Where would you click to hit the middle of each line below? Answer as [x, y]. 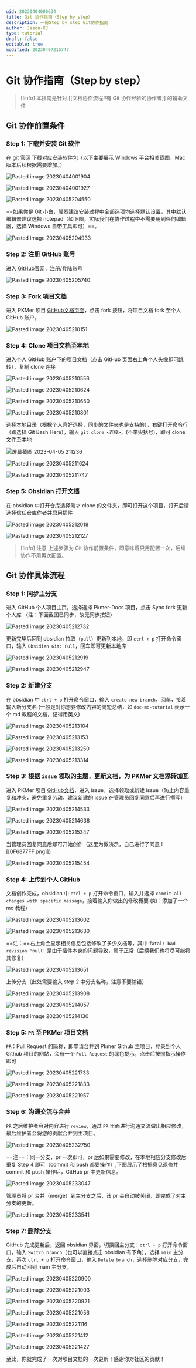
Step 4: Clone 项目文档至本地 [47, 345]
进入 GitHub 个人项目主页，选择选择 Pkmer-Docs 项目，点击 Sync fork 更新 [97, 608]
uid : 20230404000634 [31, 11]
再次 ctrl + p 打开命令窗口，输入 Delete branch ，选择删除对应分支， [100, 1259]
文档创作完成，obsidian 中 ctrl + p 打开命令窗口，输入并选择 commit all [94, 894]
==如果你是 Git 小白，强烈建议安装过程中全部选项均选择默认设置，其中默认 [96, 211]
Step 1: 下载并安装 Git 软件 [43, 144]
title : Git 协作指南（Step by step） [49, 17]
